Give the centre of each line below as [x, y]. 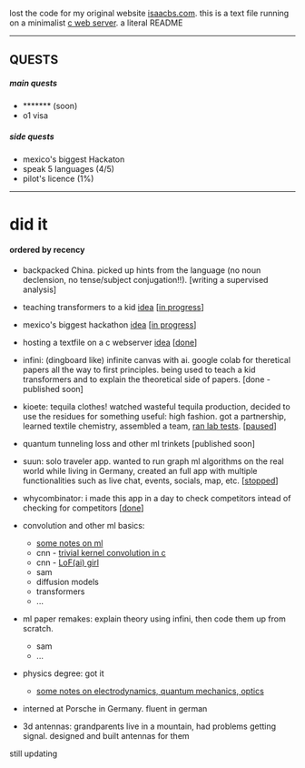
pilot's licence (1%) [58, 179]
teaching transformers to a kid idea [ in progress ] [113, 307]
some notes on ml [69, 543]
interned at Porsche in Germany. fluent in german [115, 708]
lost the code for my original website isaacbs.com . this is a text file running [149, 13]
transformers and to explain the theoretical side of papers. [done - [146, 379]
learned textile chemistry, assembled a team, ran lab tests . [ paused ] [149, 426]
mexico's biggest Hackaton [74, 159]
